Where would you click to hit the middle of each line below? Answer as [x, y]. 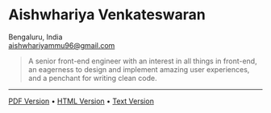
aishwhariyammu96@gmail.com [62, 45]
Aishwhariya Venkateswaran [107, 15]
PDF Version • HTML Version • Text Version [81, 101]
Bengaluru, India [35, 37]
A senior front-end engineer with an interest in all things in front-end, [142, 61]
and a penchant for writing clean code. [92, 78]
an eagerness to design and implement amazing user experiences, [139, 69]
